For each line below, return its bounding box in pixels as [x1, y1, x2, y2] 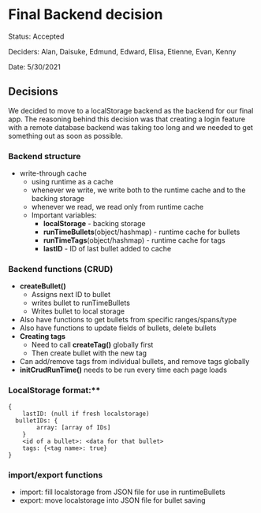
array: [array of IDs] [36, 423, 111, 431]
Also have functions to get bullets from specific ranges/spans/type [19, 315, 237, 325]
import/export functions [8, 469, 103, 480]
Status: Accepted [8, 32, 65, 41]
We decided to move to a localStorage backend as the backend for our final [8, 106, 254, 115]
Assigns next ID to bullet [31, 290, 111, 299]
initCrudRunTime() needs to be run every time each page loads [19, 365, 227, 375]
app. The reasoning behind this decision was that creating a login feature [8, 114, 246, 124]
